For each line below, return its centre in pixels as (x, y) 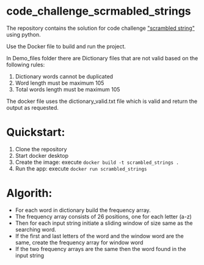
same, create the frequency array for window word (79, 242)
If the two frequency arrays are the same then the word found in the (100, 249)
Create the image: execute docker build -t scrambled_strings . (97, 162)
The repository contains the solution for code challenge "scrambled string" (101, 28)
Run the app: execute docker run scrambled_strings (81, 168)
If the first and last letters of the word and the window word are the (100, 236)
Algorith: (29, 193)
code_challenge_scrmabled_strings (99, 11)
